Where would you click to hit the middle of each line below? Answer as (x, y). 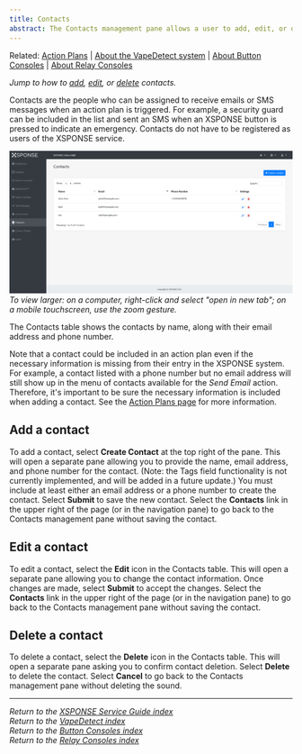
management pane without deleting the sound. (96, 686)
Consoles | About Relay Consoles (71, 65)
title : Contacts (40, 19)
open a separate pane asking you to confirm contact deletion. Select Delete (150, 667)
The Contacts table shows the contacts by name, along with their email (141, 327)
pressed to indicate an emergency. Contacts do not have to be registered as (150, 128)
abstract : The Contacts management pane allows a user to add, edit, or (148, 28)
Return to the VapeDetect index (67, 722)
